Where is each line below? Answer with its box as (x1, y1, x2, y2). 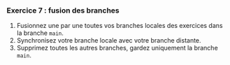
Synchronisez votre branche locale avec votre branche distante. (16, 36, 201, 45)
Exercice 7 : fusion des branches (6, 6, 120, 15)
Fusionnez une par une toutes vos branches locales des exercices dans (16, 22, 223, 30)
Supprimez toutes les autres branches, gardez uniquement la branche (16, 44, 218, 52)
